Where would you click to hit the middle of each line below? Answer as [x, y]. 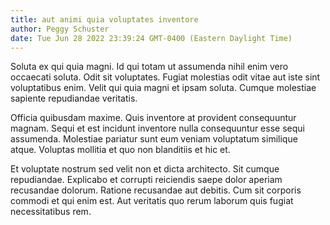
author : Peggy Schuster [60, 29]
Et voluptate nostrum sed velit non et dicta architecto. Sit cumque [145, 169]
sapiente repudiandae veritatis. [74, 98]
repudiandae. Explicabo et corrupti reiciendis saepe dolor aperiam [146, 180]
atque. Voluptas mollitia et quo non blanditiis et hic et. [120, 150]
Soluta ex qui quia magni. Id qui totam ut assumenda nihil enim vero [149, 67]
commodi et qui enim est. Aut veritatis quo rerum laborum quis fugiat [152, 201]
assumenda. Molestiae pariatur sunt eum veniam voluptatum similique [154, 139]
